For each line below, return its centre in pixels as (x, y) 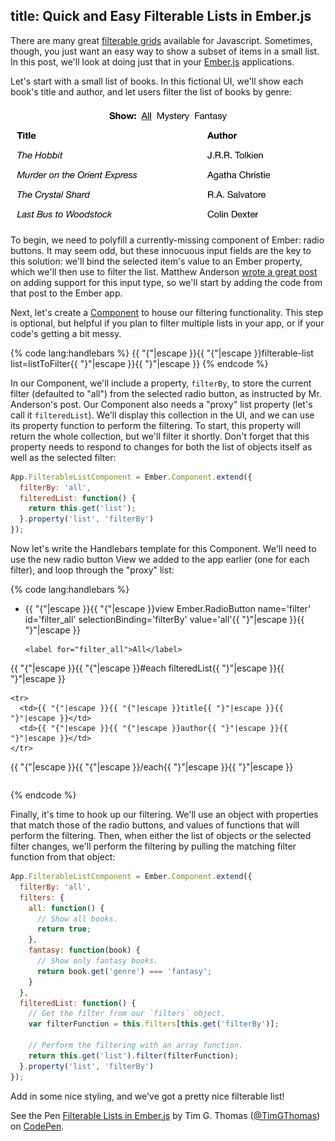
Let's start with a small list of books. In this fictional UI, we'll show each (157, 81)
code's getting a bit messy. (66, 333)
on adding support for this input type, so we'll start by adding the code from (166, 282)
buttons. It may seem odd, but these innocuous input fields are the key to (161, 250)
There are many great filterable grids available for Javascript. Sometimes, (161, 40)
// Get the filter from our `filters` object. (127, 1014)
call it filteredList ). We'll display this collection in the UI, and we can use (162, 415)
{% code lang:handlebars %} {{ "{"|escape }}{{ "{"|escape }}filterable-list (162, 353)
